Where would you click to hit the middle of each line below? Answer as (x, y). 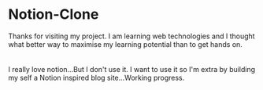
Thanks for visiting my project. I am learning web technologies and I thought (131, 36)
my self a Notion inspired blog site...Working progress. (96, 77)
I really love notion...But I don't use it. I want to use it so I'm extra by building (132, 69)
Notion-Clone (54, 14)
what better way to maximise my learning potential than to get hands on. (125, 44)
